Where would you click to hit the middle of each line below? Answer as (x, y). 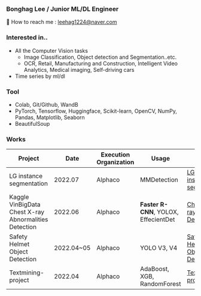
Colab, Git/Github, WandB (47, 104)
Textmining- (27, 273)
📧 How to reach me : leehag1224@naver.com (62, 22)
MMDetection (159, 180)
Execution (115, 155)
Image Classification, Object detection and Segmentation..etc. (100, 57)
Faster (150, 204)
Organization (115, 162)
